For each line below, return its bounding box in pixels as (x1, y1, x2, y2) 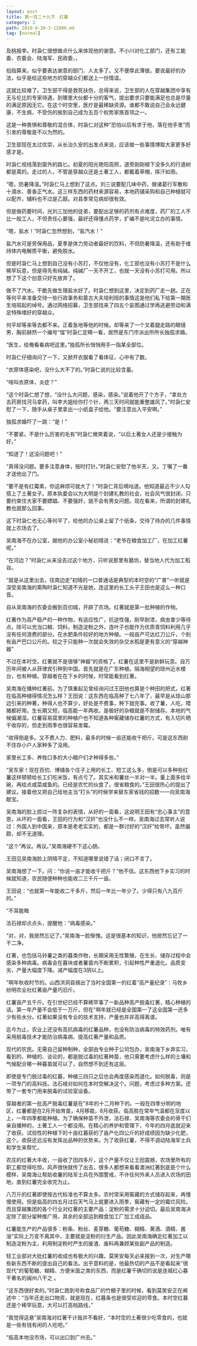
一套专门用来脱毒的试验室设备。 (16, 1087, 94, 1094)
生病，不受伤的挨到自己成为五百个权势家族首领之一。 (21, 109, 150, 116)
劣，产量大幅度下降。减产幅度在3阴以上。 (6, 967, 107, 974)
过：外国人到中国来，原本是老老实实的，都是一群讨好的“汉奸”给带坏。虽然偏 (6, 823, 191, 830)
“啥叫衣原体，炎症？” (6, 379, 57, 386)
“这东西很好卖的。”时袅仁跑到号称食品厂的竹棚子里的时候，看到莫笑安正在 (6, 1287, 183, 1294)
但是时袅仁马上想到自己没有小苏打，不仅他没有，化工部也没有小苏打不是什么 (6, 260, 191, 267)
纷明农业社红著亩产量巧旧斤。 (6, 986, 78, 994)
